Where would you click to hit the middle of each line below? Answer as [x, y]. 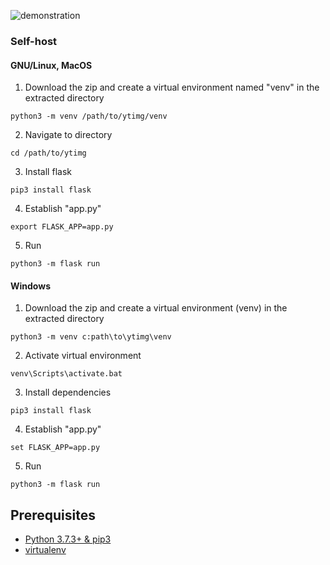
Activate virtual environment [83, 356]
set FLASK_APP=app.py [55, 448]
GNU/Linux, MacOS [51, 65]
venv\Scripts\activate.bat [66, 374]
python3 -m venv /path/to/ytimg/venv [89, 116]
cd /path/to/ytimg [48, 153]
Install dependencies [68, 392]
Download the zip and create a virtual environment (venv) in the [156, 308]
